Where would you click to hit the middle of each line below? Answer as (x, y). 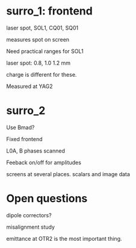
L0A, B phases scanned (36, 151)
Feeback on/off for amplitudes (44, 162)
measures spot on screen (38, 39)
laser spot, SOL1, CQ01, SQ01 (42, 28)
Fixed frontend (24, 139)
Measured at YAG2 (29, 86)
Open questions (47, 199)
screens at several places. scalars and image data (68, 174)
